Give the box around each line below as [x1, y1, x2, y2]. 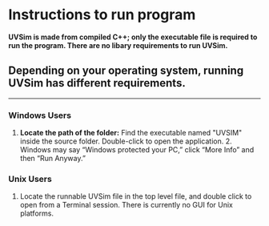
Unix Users [8, 173, 52, 184]
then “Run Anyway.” [19, 154, 86, 163]
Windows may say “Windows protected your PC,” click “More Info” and [19, 145, 255, 155]
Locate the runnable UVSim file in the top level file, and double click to [19, 192, 252, 201]
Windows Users [8, 110, 72, 121]
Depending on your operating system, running [8, 64, 244, 78]
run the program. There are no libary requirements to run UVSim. [8, 40, 228, 50]
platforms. [19, 208, 54, 218]
